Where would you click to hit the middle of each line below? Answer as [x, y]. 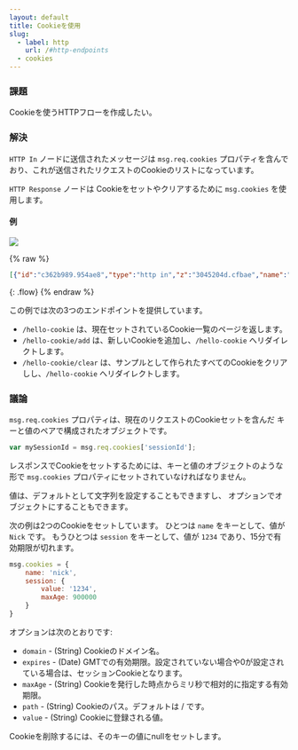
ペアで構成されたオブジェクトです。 [106, 430]
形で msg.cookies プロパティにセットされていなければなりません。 [130, 477]
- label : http [43, 42]
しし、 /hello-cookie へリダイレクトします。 [103, 373]
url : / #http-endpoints [67, 51]
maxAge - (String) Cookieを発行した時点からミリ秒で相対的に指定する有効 [155, 683]
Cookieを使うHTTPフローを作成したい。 [83, 113]
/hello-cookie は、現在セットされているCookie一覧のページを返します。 [154, 328]
